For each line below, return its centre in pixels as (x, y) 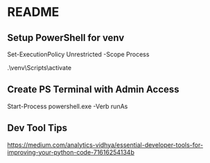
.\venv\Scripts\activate (39, 68)
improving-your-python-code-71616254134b (71, 152)
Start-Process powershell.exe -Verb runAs (68, 106)
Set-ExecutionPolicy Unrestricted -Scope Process (78, 54)
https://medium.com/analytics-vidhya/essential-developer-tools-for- (105, 145)
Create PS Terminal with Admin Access (93, 90)
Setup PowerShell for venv (66, 38)
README (33, 12)
